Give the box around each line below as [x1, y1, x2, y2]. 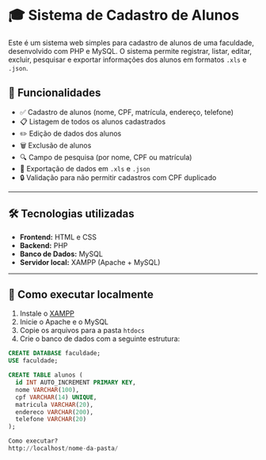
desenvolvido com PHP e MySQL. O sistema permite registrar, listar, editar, [8, 46, 252, 56]
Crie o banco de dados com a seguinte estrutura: [19, 334, 180, 343]
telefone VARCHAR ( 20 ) [15, 416, 87, 424]
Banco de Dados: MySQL [19, 249, 103, 259]
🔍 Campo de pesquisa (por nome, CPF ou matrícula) [19, 152, 192, 162]
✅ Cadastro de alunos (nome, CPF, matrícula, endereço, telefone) [19, 107, 234, 117]
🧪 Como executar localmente [8, 287, 154, 301]
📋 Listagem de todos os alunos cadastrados [19, 117, 166, 126]
